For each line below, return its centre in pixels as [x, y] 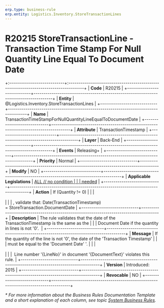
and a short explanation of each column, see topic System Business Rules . [81, 300]
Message [141, 234]
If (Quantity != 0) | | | [74, 192]
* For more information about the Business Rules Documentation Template [80, 295]
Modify [19, 171]
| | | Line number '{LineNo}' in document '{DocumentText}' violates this [77, 254]
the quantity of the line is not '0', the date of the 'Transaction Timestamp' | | [81, 239]
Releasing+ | [90, 151]
